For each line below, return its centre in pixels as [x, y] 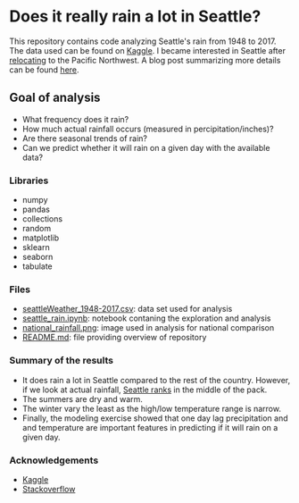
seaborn [37, 257]
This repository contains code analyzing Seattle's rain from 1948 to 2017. [143, 41]
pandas [36, 210]
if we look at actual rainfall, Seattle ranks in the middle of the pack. [145, 390]
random [37, 229]
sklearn [36, 247]
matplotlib [41, 238]
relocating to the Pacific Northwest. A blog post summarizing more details [145, 60]
